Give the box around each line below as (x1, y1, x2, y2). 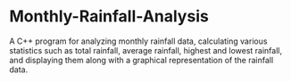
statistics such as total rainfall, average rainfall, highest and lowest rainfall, (9, 45, 283, 55)
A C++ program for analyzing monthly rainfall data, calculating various (9, 36, 268, 46)
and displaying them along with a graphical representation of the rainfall (9, 54, 274, 65)
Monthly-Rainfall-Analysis (9, 6, 210, 27)
